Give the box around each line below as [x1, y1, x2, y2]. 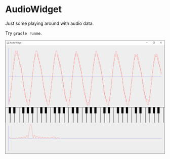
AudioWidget [5, 4, 62, 15]
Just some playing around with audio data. [5, 20, 94, 26]
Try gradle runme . [5, 30, 42, 36]
